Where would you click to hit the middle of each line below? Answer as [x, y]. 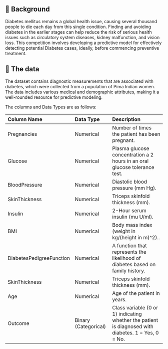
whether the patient [135, 320]
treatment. [16, 53]
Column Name [25, 119]
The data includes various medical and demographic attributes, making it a [82, 92]
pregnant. [123, 140]
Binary [82, 320]
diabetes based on [134, 264]
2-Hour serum [129, 210]
